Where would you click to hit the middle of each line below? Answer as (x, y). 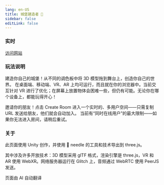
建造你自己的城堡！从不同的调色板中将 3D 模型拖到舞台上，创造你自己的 (78, 78)
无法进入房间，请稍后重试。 (41, 119)
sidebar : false (21, 19)
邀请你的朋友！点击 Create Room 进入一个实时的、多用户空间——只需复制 (80, 107)
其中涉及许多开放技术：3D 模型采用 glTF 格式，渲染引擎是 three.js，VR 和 (80, 155)
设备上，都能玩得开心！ (33, 96)
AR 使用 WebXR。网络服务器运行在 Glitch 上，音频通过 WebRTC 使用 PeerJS (82, 162)
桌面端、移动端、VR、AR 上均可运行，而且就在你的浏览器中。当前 (85, 84)
